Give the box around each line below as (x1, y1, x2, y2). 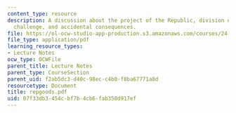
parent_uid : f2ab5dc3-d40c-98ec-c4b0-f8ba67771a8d (7, 75, 159, 83)
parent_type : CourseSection (7, 69, 90, 76)
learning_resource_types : (7, 43, 83, 50)
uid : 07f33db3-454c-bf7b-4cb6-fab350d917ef (7, 95, 137, 102)
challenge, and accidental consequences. (13, 23, 137, 30)
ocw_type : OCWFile (7, 56, 61, 63)
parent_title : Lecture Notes (7, 62, 93, 69)
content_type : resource (7, 10, 77, 18)
